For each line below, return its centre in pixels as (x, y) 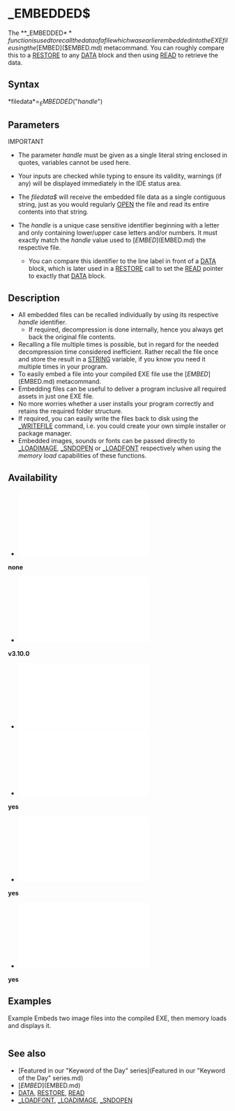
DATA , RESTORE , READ (51, 1093)
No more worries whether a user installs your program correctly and (116, 404)
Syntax (24, 85)
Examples (30, 1001)
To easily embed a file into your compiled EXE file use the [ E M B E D (113, 374)
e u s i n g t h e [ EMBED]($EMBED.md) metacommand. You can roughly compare (116, 47)
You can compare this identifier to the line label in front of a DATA (122, 261)
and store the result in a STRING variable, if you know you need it (112, 359)
